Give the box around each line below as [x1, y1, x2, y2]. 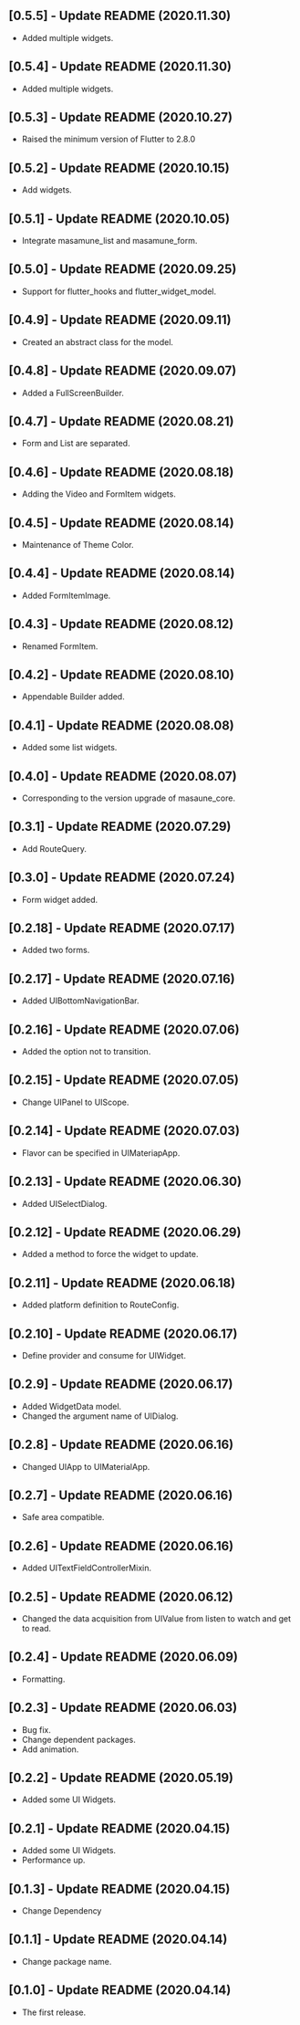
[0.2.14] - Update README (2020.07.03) [8, 1123, 241, 1138]
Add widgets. [21, 184, 72, 195]
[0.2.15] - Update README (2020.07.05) [8, 1073, 239, 1088]
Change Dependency [21, 1905, 102, 1916]
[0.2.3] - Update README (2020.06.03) [8, 1700, 238, 1715]
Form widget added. [21, 894, 98, 905]
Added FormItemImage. [21, 590, 111, 601]
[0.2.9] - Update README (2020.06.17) [8, 1377, 233, 1392]
